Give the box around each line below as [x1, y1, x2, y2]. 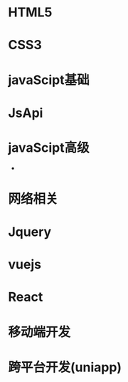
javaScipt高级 [8, 140, 90, 155]
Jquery [8, 224, 52, 240]
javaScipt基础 [8, 72, 90, 88]
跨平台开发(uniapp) [8, 359, 122, 375]
